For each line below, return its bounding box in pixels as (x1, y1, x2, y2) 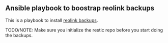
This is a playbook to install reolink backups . (5, 17, 98, 23)
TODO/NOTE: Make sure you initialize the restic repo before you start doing (5, 27, 163, 33)
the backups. (5, 32, 33, 38)
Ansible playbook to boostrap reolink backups (5, 4, 154, 12)
